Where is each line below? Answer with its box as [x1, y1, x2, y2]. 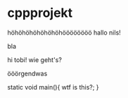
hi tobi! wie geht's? [7, 55, 62, 64]
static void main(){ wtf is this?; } [7, 82, 100, 91]
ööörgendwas [7, 69, 48, 78]
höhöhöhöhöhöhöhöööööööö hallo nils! [7, 28, 121, 37]
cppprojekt [7, 5, 73, 21]
